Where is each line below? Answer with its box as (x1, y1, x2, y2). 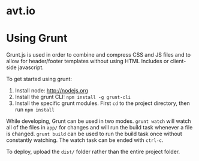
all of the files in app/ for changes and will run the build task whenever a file (6, 124, 193, 131)
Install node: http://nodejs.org (14, 87, 89, 94)
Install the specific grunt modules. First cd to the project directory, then (14, 100, 190, 107)
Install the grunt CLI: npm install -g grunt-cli (14, 94, 131, 101)
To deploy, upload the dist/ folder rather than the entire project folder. (6, 148, 180, 156)
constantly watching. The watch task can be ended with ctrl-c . (6, 137, 164, 144)
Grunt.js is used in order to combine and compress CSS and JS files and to (6, 51, 191, 58)
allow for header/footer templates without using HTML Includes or (6, 58, 169, 65)
